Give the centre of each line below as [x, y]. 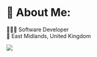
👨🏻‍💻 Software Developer [38, 29]
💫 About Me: [39, 13]
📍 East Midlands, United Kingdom [49, 36]
